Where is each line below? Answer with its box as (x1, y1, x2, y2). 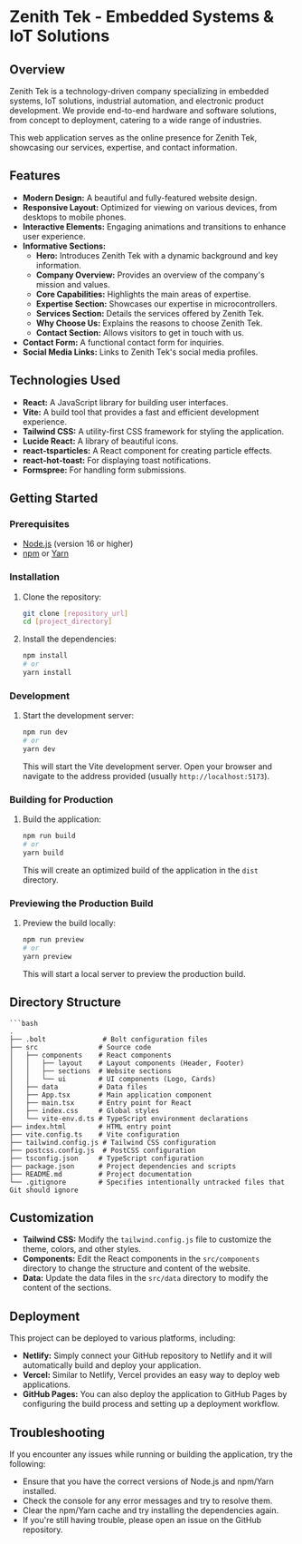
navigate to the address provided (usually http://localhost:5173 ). (22, 770, 269, 781)
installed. (22, 1486, 57, 1496)
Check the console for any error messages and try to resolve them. (22, 1495, 273, 1506)
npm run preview (22, 935, 84, 944)
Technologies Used (9, 373, 120, 388)
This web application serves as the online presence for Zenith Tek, (9, 132, 258, 142)
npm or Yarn (22, 548, 70, 559)
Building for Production (9, 793, 114, 806)
